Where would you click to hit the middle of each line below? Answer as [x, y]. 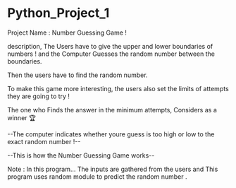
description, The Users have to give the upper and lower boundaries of [110, 46]
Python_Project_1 [58, 13]
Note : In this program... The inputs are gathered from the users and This [113, 169]
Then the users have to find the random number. [77, 75]
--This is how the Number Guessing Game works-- [81, 155]
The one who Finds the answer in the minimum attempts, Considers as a [112, 110]
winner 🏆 [22, 117]
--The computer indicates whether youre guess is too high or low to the [111, 134]
